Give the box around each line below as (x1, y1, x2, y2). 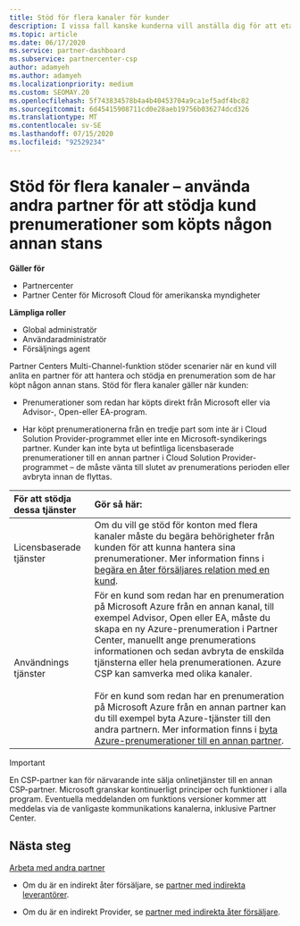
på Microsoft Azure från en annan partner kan (94, 701, 287, 713)
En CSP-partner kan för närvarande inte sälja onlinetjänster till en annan (9, 774, 273, 785)
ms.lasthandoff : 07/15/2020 (9, 130, 114, 139)
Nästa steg (9, 838, 71, 854)
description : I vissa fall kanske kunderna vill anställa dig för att (9, 21, 278, 30)
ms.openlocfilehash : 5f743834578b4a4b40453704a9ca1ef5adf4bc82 (9, 96, 250, 105)
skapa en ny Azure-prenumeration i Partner (94, 622, 279, 635)
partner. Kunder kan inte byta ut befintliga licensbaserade (21, 442, 235, 453)
